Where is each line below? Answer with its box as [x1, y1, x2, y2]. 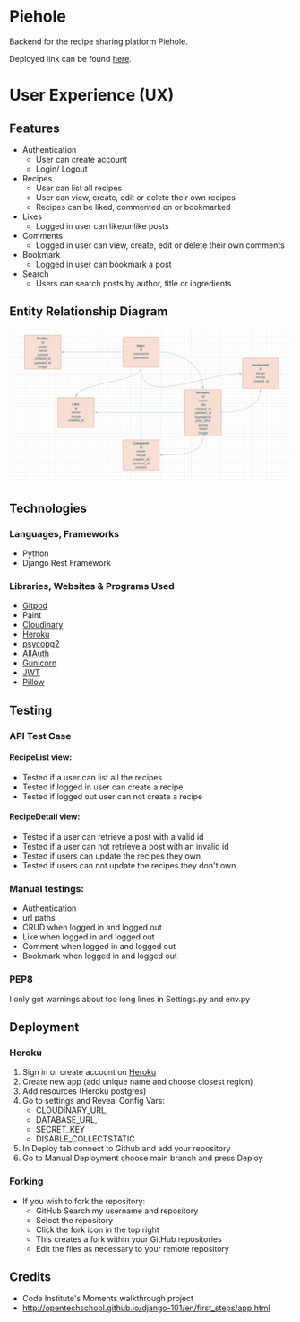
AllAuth [21, 648, 50, 659]
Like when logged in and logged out [21, 931, 155, 942]
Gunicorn [21, 657, 57, 668]
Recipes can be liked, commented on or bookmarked [35, 201, 231, 212]
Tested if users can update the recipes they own [21, 850, 201, 861]
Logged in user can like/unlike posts [35, 220, 169, 231]
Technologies [9, 500, 88, 516]
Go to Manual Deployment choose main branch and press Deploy [21, 1152, 263, 1164]
